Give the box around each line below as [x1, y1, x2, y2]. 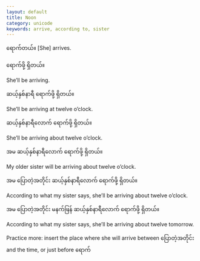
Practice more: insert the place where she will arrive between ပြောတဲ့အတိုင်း [6, 234, 195, 242]
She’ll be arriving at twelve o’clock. [6, 106, 93, 113]
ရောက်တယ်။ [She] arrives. [6, 44, 72, 52]
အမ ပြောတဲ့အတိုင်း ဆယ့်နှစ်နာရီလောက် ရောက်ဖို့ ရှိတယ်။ [6, 177, 138, 184]
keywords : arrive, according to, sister [6, 25, 110, 32]
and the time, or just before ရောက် [6, 246, 91, 254]
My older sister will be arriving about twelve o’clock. [6, 163, 136, 171]
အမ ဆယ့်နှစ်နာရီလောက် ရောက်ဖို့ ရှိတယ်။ [6, 148, 103, 155]
